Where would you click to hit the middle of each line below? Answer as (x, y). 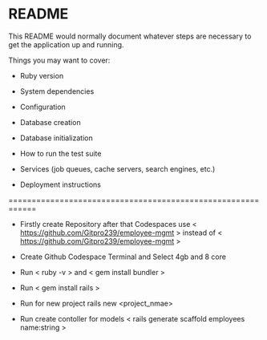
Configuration (42, 107)
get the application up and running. (66, 44)
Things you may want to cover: (59, 60)
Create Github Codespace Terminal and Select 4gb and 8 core (123, 257)
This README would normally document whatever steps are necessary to (130, 36)
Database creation (51, 122)
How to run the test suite (61, 153)
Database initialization (57, 138)
